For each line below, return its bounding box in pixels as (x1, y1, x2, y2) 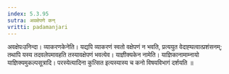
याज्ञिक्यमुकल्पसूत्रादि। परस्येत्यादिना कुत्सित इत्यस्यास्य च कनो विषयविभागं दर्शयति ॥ (7, 58, 194, 67)
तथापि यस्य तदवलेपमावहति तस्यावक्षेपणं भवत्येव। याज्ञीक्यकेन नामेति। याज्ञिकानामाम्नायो (7, 51, 200, 59)
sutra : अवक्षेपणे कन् (7, 17, 55, 24)
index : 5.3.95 (7, 10, 50, 18)
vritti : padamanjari (7, 23, 69, 30)
